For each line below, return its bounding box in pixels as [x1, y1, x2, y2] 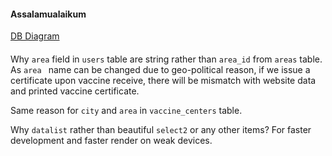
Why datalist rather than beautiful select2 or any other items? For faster [10, 123, 312, 135]
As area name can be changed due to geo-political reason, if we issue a [10, 63, 311, 75]
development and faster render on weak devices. [10, 134, 213, 146]
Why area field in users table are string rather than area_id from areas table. [10, 53, 323, 65]
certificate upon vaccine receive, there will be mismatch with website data [10, 74, 317, 86]
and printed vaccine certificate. [10, 85, 140, 97]
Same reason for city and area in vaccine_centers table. [10, 104, 243, 116]
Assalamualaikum [10, 8, 87, 20]
